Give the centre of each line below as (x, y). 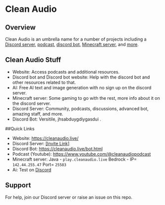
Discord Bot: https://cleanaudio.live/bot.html (57, 149)
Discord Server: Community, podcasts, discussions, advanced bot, (80, 108)
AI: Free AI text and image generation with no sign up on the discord (82, 87)
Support (18, 185)
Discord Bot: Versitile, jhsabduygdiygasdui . (57, 119)
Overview (21, 27)
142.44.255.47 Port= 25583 (39, 164)
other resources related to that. (44, 82)
